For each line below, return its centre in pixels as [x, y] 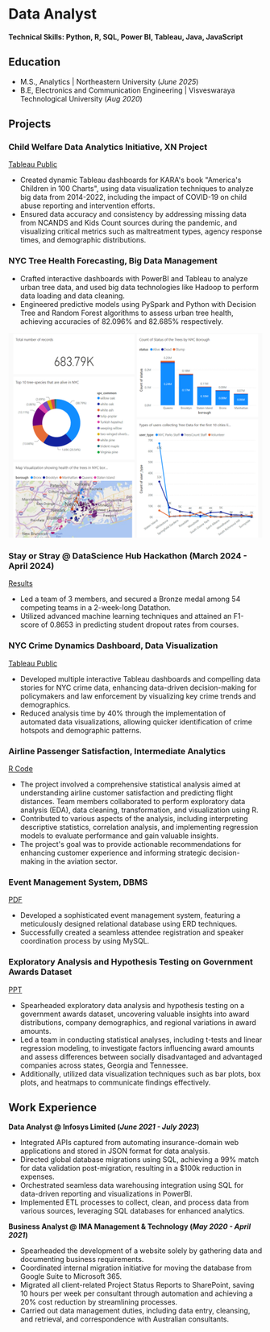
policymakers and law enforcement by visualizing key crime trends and [138, 696]
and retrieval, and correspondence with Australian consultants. [125, 1319]
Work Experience [53, 1108]
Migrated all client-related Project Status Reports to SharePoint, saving [137, 1285]
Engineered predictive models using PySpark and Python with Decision [138, 304]
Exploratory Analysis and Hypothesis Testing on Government [131, 962]
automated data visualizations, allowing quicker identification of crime [136, 721]
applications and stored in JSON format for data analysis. [115, 1151]
